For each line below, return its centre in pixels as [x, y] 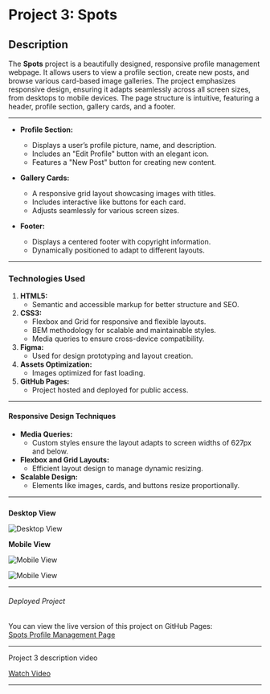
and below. [50, 451]
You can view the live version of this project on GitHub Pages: [110, 626]
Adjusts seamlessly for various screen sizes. [105, 210]
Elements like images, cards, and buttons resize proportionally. [136, 485]
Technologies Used [47, 278]
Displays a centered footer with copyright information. [121, 242]
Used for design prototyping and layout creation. [112, 356]
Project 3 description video [53, 658]
